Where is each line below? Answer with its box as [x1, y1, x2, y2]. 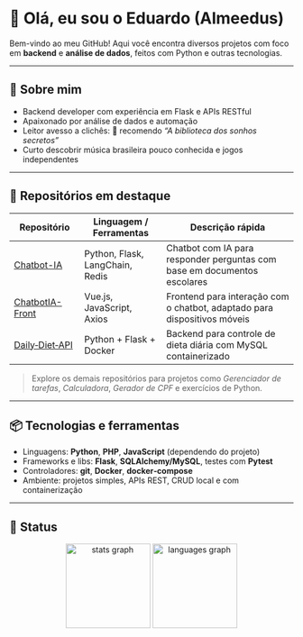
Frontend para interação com [166, 290, 289, 303]
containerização [22, 485, 83, 496]
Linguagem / [93, 215, 149, 228]
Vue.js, [84, 290, 114, 303]
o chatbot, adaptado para [166, 301, 273, 314]
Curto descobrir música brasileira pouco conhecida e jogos [22, 144, 243, 155]
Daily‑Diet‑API [14, 338, 74, 350]
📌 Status [9, 519, 59, 534]
